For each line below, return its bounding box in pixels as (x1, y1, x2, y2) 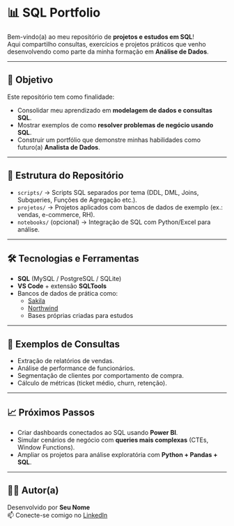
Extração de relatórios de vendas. (17, 357, 115, 365)
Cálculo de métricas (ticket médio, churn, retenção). (17, 379, 167, 388)
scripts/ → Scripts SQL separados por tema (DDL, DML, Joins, (17, 188, 199, 196)
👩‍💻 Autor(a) (7, 484, 59, 497)
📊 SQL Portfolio (7, 5, 101, 21)
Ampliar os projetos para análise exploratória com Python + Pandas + (17, 451, 218, 459)
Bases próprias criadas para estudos (27, 312, 134, 320)
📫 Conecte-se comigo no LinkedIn (7, 511, 108, 519)
